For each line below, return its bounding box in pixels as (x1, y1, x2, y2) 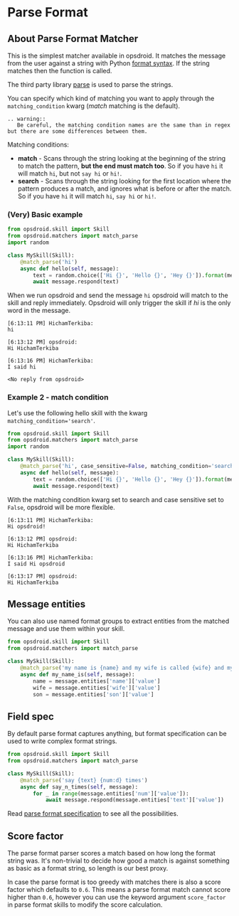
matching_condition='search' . (7, 416, 96, 425)
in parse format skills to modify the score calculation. (7, 900, 163, 909)
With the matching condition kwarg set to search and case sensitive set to (7, 495, 224, 504)
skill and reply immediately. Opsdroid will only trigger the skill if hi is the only (7, 299, 231, 307)
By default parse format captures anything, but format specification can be (7, 730, 227, 738)
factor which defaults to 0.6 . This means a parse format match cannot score (7, 885, 231, 894)
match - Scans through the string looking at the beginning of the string (17, 154, 226, 162)
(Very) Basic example (7, 209, 83, 219)
